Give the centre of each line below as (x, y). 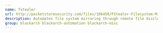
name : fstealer (20, 9)
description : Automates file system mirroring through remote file (75, 18)
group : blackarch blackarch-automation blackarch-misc (62, 23)
